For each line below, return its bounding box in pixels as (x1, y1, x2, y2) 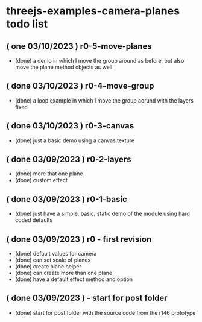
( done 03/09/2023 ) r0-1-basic (6, 194, 128, 204)
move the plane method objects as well (14, 63, 113, 71)
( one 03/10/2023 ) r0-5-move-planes (6, 41, 152, 51)
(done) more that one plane (14, 170, 83, 177)
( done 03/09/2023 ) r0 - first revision (6, 234, 152, 244)
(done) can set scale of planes (14, 256, 91, 264)
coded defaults (14, 216, 53, 224)
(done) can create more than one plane (14, 270, 113, 277)
